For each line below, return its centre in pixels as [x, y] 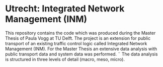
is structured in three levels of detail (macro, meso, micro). [65, 59]
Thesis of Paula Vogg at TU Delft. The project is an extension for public [78, 38]
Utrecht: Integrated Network [65, 9]
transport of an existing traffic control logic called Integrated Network [76, 43]
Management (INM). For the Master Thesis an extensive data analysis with [81, 49]
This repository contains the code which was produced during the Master [80, 33]
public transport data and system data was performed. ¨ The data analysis [81, 54]
